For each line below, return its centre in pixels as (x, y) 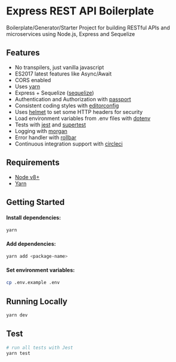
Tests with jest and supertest (50, 125)
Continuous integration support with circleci (69, 144)
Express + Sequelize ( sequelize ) (54, 93)
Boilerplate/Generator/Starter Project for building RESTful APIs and (88, 28)
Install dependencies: (34, 218)
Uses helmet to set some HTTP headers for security (79, 111)
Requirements (33, 163)
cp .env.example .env (33, 283)
